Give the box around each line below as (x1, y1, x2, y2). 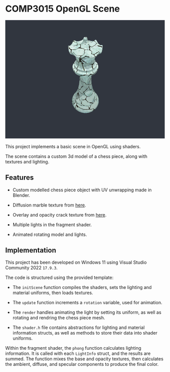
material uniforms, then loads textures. (12, 290, 94, 296)
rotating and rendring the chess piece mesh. (12, 315, 105, 321)
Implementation (5, 246, 57, 255)
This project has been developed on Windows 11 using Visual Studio (5, 259, 147, 266)
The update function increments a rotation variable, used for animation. (12, 300, 163, 306)
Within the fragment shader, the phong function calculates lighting (5, 345, 142, 351)
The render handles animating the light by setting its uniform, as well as (12, 309, 162, 315)
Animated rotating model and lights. (12, 231, 87, 237)
